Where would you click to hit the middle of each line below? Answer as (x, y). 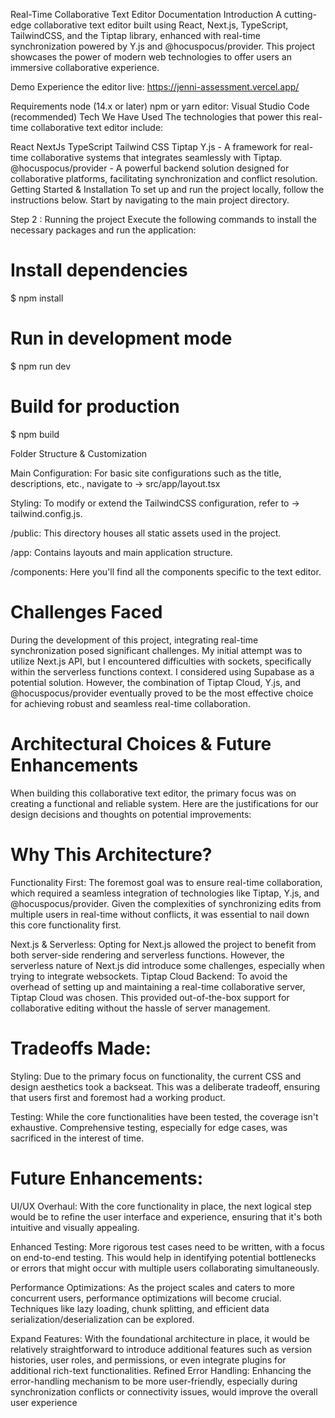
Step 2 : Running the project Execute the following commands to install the (164, 219)
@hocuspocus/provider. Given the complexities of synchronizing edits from (166, 903)
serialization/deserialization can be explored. (102, 1319)
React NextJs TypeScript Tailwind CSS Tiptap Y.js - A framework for (151, 147)
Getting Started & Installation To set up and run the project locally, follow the (167, 189)
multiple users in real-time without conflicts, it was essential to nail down (160, 914)
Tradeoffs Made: (81, 1048)
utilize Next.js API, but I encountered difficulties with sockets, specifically (161, 661)
